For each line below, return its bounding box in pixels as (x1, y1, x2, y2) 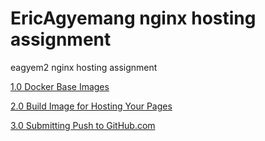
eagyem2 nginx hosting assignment (10, 61, 158, 73)
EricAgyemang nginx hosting (10, 7, 257, 30)
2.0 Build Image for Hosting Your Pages (10, 100, 173, 112)
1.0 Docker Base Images (10, 80, 110, 92)
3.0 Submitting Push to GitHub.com (10, 119, 156, 131)
